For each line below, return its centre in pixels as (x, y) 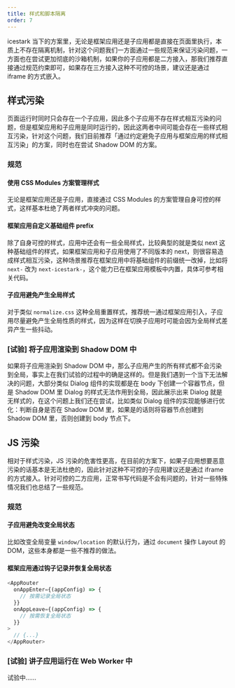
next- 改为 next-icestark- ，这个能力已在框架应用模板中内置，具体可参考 (112, 269)
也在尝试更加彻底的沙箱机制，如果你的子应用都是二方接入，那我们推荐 (120, 59)
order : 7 (20, 20)
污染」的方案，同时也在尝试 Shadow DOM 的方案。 (87, 145)
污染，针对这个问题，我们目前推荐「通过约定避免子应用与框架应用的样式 (117, 136)
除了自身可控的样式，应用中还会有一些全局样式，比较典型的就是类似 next (113, 242)
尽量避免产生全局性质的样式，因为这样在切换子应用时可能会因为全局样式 (117, 320)
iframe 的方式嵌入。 (36, 76)
